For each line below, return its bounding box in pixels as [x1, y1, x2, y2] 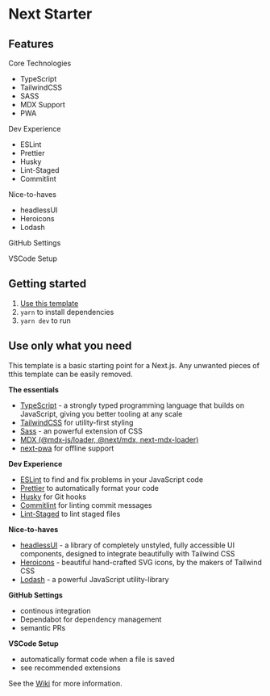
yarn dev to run [19, 316, 71, 325]
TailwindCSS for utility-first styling [19, 417, 134, 427]
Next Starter [8, 5, 93, 23]
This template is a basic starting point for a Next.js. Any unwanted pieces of [8, 360, 260, 370]
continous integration [19, 606, 91, 615]
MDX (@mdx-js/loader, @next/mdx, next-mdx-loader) [19, 434, 199, 444]
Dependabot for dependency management [19, 614, 162, 624]
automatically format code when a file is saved [19, 654, 175, 664]
